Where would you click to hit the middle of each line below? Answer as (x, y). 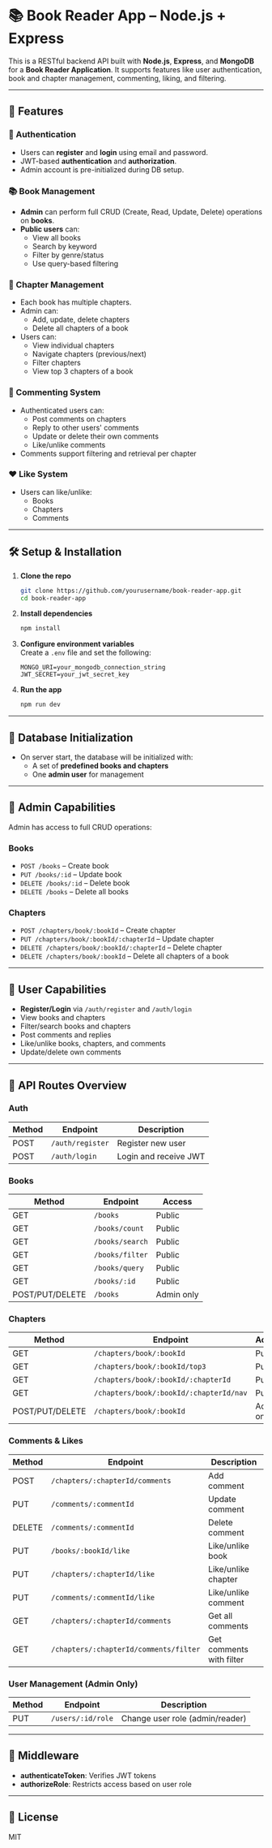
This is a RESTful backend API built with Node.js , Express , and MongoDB (132, 61)
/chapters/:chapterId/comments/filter (126, 1649)
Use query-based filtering (75, 263)
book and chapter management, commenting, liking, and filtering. (117, 78)
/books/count (119, 1229)
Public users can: (50, 229)
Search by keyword (64, 246)
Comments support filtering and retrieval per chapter (108, 453)
